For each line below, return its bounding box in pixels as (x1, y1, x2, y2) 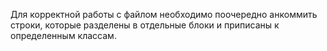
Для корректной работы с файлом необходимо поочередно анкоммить (10, 9, 318, 20)
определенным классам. (10, 30, 117, 41)
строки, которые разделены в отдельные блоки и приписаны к (10, 19, 280, 31)
